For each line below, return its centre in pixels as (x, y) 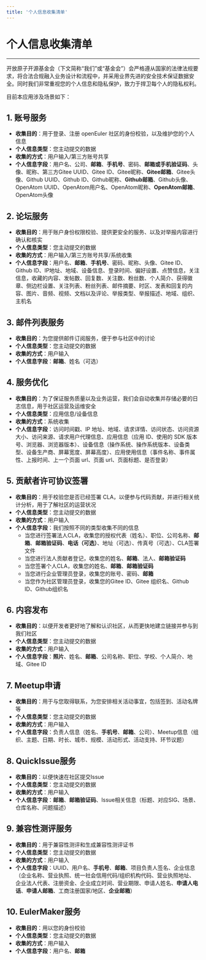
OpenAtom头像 (34, 195)
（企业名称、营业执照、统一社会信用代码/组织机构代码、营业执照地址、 (105, 875)
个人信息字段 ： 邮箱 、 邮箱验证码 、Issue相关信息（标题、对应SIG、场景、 (107, 800)
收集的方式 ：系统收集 (42, 421)
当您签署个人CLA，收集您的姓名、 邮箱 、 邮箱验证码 (89, 566)
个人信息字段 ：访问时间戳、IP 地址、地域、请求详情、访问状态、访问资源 (107, 429)
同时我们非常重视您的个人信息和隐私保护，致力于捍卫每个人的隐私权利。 (108, 83)
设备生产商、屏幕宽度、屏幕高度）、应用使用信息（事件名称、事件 (108, 452)
